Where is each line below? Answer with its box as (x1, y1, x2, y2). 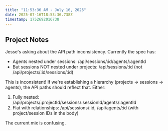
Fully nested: (12, 94, 39, 100)
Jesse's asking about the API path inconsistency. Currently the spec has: (5, 49, 156, 55)
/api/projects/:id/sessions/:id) (12, 69, 74, 76)
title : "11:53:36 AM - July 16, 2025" (5, 7, 86, 13)
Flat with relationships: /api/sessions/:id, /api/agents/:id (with (12, 105, 139, 111)
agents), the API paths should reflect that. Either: (5, 84, 106, 91)
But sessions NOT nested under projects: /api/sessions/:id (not (12, 64, 143, 70)
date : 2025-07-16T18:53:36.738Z (5, 12, 73, 17)
